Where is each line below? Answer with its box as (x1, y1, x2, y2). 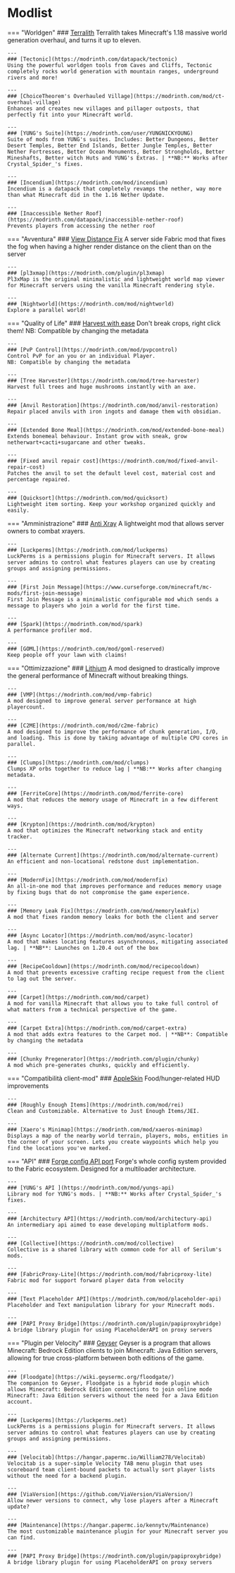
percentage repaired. (7, 476, 71, 483)
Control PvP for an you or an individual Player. (7, 352, 156, 359)
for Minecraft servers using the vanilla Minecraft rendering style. (7, 282, 216, 289)
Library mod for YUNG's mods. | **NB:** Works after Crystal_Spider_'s (7, 1191, 222, 1198)
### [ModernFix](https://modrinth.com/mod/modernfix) (7, 876, 169, 884)
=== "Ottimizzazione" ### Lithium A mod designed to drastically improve (7, 663, 220, 672)
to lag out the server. (7, 975, 77, 982)
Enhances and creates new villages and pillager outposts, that (7, 104, 200, 112)
